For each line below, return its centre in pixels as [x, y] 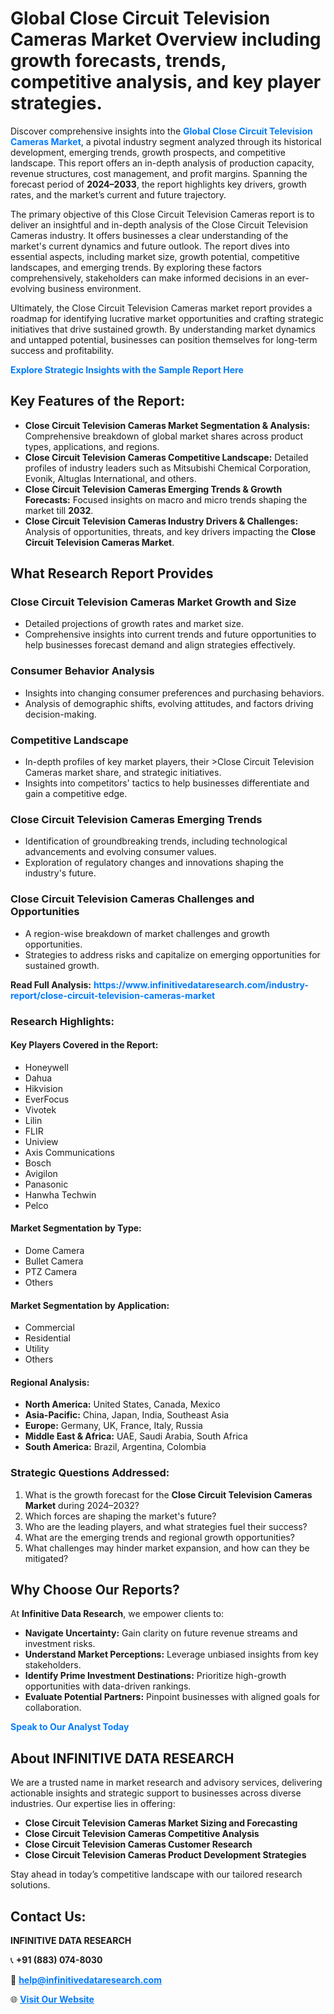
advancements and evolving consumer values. [120, 852]
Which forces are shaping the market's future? [120, 1516]
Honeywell [46, 1067]
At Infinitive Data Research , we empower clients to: [117, 1614]
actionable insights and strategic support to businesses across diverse [156, 1793]
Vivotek [40, 1109]
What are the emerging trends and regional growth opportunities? [159, 1537]
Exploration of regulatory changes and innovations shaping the [154, 863]
